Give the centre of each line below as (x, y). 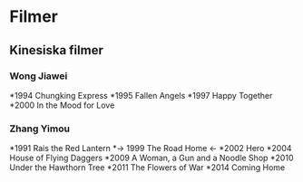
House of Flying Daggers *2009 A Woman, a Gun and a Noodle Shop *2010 (151, 158)
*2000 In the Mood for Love (62, 105)
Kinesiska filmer (57, 50)
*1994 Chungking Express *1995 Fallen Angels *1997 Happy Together (141, 95)
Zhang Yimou (40, 129)
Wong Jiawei (39, 76)
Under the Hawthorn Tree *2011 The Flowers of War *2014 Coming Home (147, 168)
